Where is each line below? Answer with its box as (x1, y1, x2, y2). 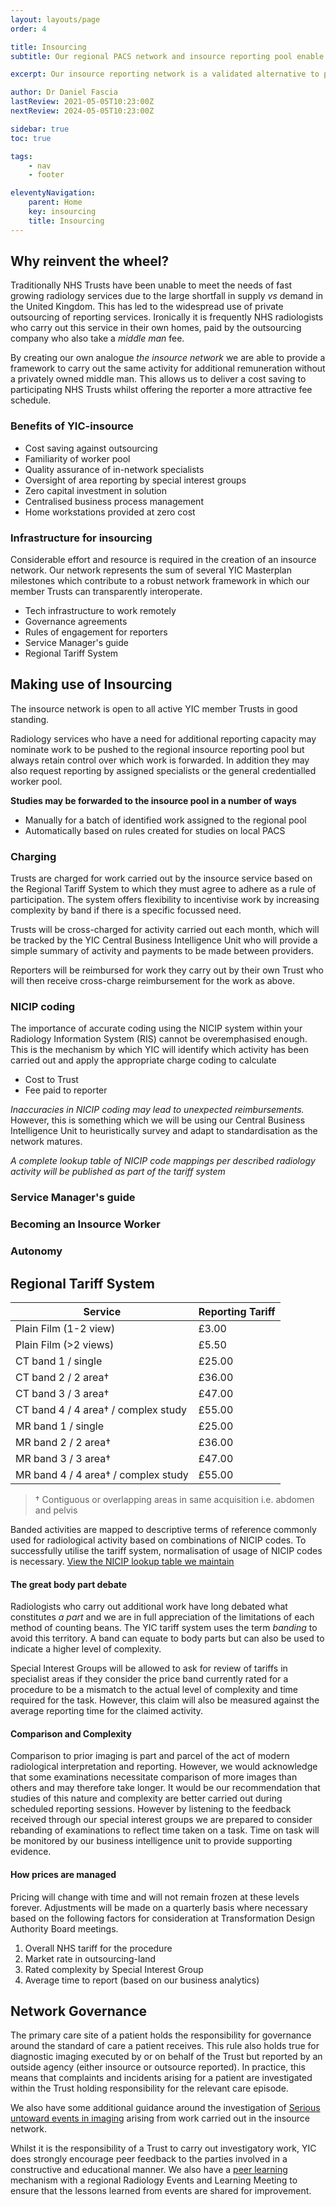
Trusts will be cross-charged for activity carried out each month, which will (10, 924, 320, 936)
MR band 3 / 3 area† (15, 1452, 112, 1466)
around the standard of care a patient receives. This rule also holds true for (10, 2040, 320, 2052)
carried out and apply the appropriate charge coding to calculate (10, 1054, 277, 1066)
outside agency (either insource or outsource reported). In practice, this (10, 2061, 306, 2073)
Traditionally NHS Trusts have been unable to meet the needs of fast (10, 279, 293, 291)
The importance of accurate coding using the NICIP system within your (10, 1022, 303, 1035)
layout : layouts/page (10, 14, 101, 25)
